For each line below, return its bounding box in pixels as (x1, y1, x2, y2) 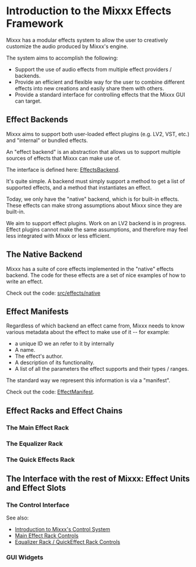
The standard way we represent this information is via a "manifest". (6, 377, 170, 384)
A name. (14, 346, 36, 354)
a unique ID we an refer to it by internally (14, 340, 115, 347)
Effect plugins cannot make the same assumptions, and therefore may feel (6, 226, 188, 233)
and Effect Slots (6, 483, 67, 493)
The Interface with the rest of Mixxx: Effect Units (6, 474, 190, 484)
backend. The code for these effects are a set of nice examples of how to (6, 272, 186, 279)
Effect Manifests (6, 306, 69, 316)
